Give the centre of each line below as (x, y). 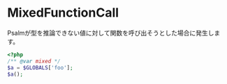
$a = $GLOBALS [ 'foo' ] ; (40, 67)
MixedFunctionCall (63, 13)
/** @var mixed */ (34, 61)
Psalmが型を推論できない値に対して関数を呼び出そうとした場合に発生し (111, 33)
